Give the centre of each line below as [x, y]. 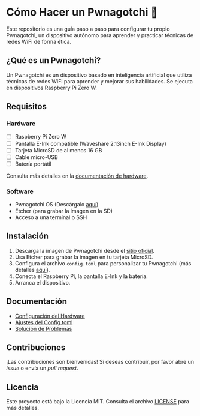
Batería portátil [33, 164]
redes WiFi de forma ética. [39, 41]
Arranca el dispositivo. [43, 282]
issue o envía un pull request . [43, 368]
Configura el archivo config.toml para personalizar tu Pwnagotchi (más [103, 263]
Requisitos [26, 107]
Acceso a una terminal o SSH [51, 217]
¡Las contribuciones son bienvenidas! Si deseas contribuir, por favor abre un [100, 362]
